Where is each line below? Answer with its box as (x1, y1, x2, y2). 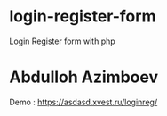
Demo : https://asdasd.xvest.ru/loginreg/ (9, 96, 158, 107)
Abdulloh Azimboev (9, 67, 158, 87)
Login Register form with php (9, 36, 115, 46)
